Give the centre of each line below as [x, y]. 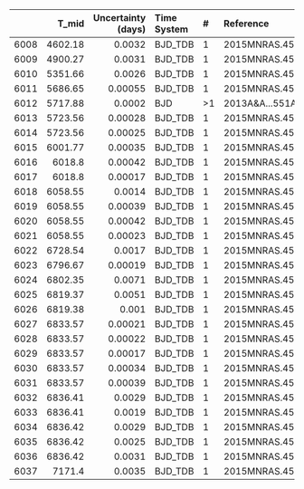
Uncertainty [120, 18]
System [171, 29]
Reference [246, 24]
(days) [132, 29]
